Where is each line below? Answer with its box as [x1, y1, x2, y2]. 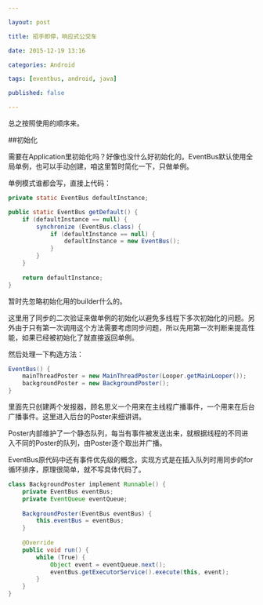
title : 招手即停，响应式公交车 [8, 32, 97, 40]
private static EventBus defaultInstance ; [8, 194, 149, 202]
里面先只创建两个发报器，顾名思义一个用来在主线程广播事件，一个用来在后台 [8, 402, 255, 411]
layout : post [8, 18, 51, 26]
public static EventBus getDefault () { [8, 208, 139, 216]
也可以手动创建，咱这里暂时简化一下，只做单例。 [34, 162, 193, 171]
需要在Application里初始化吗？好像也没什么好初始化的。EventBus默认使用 [8, 152, 247, 161]
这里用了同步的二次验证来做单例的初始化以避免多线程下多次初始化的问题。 [8, 313, 248, 323]
